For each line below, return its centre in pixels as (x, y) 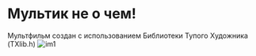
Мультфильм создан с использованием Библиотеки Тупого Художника (128, 35)
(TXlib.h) (22, 43)
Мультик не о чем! (72, 14)
